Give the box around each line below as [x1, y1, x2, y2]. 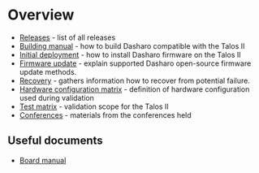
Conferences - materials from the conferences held [19, 110, 192, 119]
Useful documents [7, 134, 103, 148]
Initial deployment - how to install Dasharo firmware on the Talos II [19, 50, 241, 59]
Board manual [19, 155, 67, 165]
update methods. [19, 67, 77, 76]
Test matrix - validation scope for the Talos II [19, 102, 170, 111]
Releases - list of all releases [19, 32, 116, 42]
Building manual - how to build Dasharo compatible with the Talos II [19, 41, 245, 50]
